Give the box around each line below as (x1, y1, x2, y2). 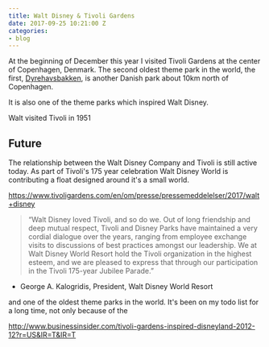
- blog (8, 34, 31, 43)
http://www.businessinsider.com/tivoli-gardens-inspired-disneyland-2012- (8, 321, 255, 331)
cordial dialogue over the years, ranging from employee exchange (27, 232, 247, 242)
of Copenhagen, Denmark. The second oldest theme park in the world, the (8, 65, 256, 75)
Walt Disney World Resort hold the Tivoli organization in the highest (27, 249, 252, 258)
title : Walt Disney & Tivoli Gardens (8, 11, 135, 20)
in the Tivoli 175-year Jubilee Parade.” (27, 266, 155, 276)
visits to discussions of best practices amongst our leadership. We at (27, 241, 258, 250)
